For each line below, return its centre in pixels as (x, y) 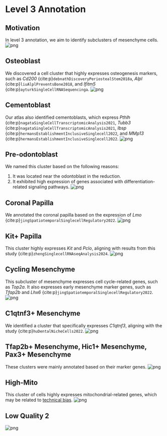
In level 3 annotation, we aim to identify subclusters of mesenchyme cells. (82, 40)
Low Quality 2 (27, 416)
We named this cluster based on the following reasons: (62, 167)
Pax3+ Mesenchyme (38, 355)
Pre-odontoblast (31, 155)
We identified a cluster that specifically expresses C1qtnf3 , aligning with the (84, 325)
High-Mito (22, 382)
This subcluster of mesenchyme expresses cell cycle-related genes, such (81, 281)
